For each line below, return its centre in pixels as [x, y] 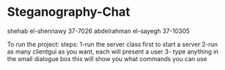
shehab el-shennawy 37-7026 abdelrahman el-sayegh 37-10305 [98, 31]
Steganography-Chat [69, 12]
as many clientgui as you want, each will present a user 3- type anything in [113, 51]
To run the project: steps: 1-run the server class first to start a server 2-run [113, 44]
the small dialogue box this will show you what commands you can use [107, 58]
